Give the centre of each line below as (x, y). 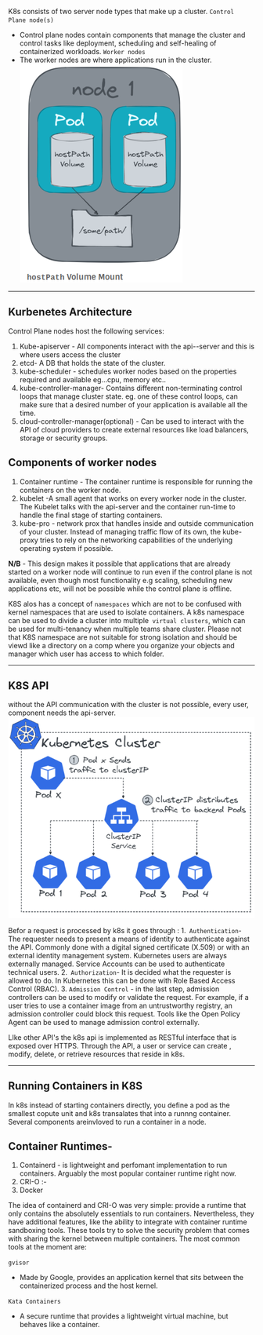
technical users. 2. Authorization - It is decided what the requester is (120, 972)
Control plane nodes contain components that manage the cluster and (132, 35)
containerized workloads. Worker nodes (83, 51)
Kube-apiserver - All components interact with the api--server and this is (137, 346)
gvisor (19, 1263)
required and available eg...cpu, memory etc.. (93, 379)
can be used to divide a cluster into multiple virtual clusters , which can (127, 620)
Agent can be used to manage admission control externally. (104, 1022)
